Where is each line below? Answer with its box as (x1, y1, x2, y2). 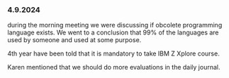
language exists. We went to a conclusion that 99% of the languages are (7, 28, 219, 37)
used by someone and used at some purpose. (7, 36, 142, 44)
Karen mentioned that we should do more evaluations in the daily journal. (7, 63, 220, 72)
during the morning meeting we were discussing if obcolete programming (7, 21, 223, 30)
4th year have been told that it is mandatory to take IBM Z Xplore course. (7, 49, 220, 58)
